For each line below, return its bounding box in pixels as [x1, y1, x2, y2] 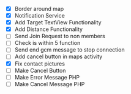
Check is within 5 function [14, 39, 81, 47]
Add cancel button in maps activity [14, 53, 103, 60]
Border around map [14, 5, 64, 12]
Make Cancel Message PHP [14, 80, 85, 87]
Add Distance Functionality [14, 25, 83, 33]
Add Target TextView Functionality [14, 19, 102, 26]
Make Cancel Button [14, 67, 66, 74]
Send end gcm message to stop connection [14, 46, 125, 53]
